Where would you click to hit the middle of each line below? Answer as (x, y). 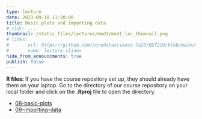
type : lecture (24, 12)
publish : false (25, 62)
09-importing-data (38, 109)
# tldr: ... (21, 28)
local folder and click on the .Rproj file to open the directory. (81, 91)
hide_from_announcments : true (44, 56)
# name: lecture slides (44, 51)
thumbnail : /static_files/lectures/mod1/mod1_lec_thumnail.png (87, 34)
